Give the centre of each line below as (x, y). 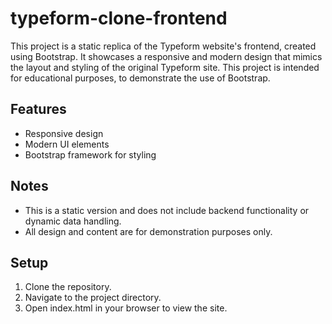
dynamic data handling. (73, 221)
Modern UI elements (67, 144)
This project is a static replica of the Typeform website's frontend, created (163, 46)
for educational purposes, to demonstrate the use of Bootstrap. (140, 78)
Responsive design (64, 133)
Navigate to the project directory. (93, 298)
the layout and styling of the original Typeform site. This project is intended (165, 67)
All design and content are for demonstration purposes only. (148, 231)
